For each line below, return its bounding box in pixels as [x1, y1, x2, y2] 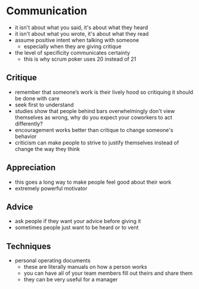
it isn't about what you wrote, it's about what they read [14, 30, 149, 37]
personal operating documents [14, 257, 91, 264]
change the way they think [14, 145, 80, 152]
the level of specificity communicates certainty [14, 49, 130, 56]
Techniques [6, 241, 51, 251]
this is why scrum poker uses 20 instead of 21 [23, 55, 136, 62]
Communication [6, 4, 88, 18]
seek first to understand [14, 101, 74, 108]
